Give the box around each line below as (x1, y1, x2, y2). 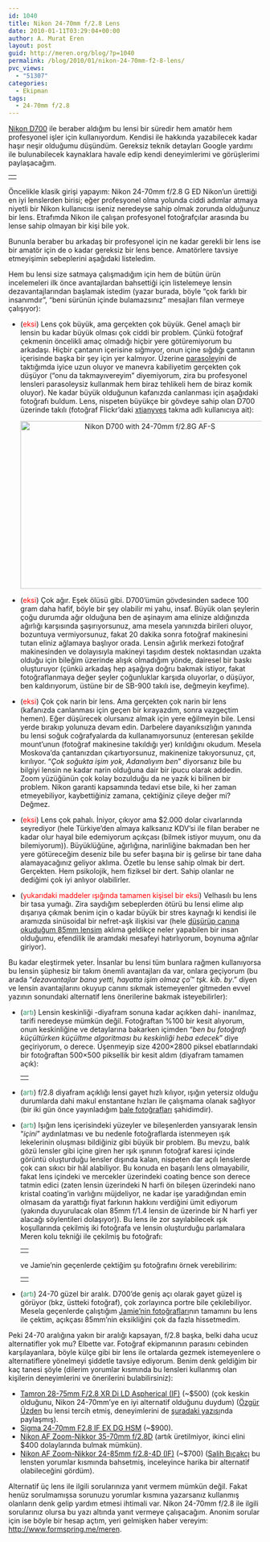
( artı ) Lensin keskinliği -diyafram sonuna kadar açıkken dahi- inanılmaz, (19, 1008, 257, 1017)
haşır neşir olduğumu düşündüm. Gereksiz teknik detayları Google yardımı (8, 141, 253, 151)
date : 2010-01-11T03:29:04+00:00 (8, 27, 121, 35)
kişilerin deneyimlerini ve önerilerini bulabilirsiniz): (8, 1374, 174, 1383)
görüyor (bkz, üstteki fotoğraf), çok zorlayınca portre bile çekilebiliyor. (19, 1298, 252, 1307)
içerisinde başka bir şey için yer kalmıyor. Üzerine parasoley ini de (19, 354, 237, 364)
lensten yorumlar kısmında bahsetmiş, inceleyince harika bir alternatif (19, 1457, 250, 1467)
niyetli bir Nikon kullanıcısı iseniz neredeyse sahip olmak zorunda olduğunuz (8, 204, 260, 214)
